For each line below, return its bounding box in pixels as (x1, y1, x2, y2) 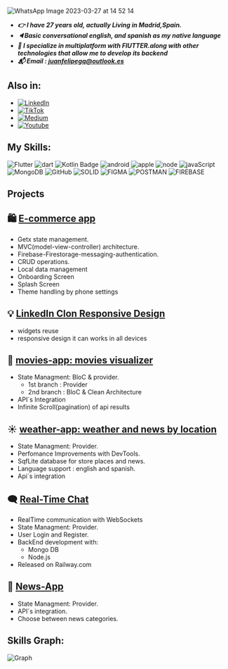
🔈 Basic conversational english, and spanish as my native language (17, 32, 221, 39)
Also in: (7, 80, 41, 92)
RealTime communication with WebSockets (17, 515, 143, 524)
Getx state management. (17, 235, 89, 243)
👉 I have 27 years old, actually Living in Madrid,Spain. (17, 21, 182, 29)
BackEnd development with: (17, 538, 99, 546)
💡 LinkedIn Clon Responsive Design (7, 308, 166, 320)
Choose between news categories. (17, 614, 119, 623)
